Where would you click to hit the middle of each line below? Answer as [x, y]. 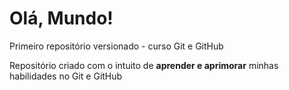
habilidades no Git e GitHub [66, 76]
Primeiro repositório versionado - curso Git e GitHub [116, 46]
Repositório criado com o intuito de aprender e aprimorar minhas [144, 65]
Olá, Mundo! [61, 18]
